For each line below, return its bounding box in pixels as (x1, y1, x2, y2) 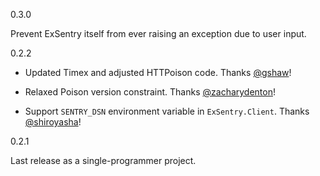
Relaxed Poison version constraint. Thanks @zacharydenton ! (24, 86, 276, 98)
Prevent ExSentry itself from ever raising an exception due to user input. (10, 28, 307, 39)
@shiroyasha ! (24, 116, 82, 128)
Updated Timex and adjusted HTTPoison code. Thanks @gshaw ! (24, 67, 292, 78)
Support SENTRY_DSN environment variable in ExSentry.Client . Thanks (24, 105, 310, 117)
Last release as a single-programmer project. (10, 155, 197, 166)
